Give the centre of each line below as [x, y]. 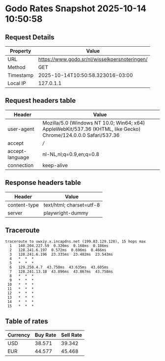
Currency [19, 335]
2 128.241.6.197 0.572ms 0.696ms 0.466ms [58, 250]
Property [20, 51]
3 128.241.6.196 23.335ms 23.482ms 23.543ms [61, 255]
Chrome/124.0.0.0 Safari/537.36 [81, 135]
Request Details [30, 37]
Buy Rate [45, 335]
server [15, 213]
